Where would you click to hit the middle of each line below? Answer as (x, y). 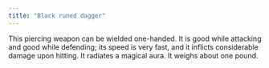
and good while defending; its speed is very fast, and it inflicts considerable (133, 47)
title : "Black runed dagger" (57, 16)
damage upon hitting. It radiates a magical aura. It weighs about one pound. (133, 55)
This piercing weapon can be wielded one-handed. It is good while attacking (135, 38)
